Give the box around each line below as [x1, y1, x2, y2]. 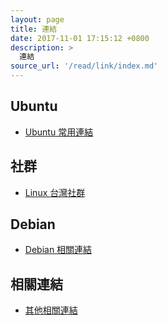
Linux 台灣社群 [24, 186, 86, 198]
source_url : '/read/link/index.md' [10, 61, 159, 71]
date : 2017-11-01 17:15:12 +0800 [10, 33, 150, 43]
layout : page [10, 14, 65, 25]
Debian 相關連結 [24, 244, 93, 256]
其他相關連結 [24, 304, 78, 316]
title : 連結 [10, 24, 57, 34]
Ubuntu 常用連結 [24, 126, 94, 138]
